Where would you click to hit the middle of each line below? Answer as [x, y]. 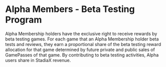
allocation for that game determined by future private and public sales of [80, 49]
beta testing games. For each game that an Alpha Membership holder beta [82, 39]
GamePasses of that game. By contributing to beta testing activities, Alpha [82, 55]
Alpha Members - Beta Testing [70, 9]
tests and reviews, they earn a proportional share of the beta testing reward [83, 44]
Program [24, 20]
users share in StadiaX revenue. [38, 60]
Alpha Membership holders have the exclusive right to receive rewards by [81, 33]
